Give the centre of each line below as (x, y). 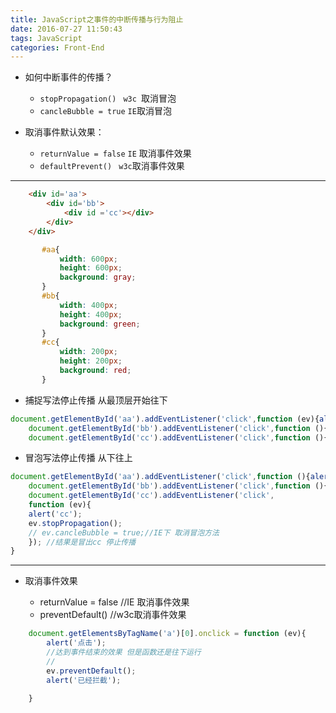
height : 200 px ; (91, 361)
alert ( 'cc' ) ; (55, 514)
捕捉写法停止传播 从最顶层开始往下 (96, 400)
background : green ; (100, 324)
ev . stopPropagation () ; (75, 523)
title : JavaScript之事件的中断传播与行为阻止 (97, 19)
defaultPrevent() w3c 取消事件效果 (112, 166)
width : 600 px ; (88, 259)
